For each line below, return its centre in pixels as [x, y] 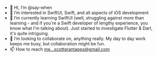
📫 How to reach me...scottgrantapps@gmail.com [60, 49]
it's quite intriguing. [29, 33]
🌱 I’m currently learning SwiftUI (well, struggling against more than [77, 18]
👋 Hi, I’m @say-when [31, 8]
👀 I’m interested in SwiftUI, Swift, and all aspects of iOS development [79, 13]
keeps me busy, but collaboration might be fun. [57, 44]
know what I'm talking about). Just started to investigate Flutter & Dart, [81, 28]
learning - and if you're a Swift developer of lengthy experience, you [79, 23]
